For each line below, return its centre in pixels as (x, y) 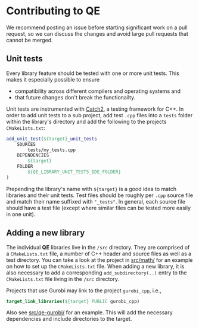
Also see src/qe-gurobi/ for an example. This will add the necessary (89, 313)
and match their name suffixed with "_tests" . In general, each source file (96, 201)
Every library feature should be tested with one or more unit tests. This (93, 73)
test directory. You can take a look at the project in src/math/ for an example (99, 260)
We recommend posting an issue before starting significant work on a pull (97, 27)
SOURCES (26, 144)
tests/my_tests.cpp (52, 150)
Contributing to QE (53, 11)
